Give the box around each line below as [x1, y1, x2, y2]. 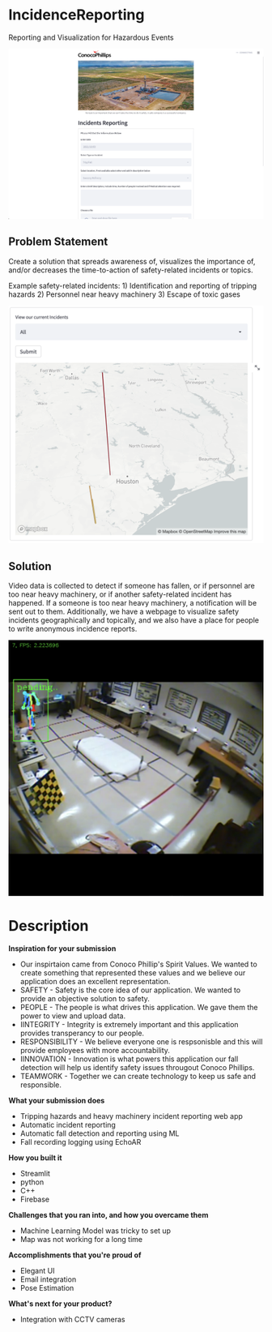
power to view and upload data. [19, 1011, 126, 1021]
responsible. [19, 1080, 62, 1090]
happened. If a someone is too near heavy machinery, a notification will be [8, 598, 257, 608]
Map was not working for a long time [19, 1235, 143, 1244]
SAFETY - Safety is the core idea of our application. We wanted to [19, 985, 241, 995]
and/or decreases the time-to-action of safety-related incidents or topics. [8, 265, 253, 275]
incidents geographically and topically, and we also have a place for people [8, 615, 259, 625]
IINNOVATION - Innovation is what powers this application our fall [19, 1054, 239, 1064]
